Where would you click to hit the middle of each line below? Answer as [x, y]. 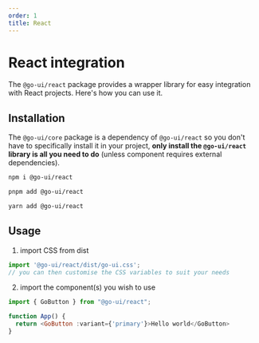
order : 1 [23, 16]
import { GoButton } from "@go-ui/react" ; [80, 302]
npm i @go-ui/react [41, 177]
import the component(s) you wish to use [88, 287]
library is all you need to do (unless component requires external [115, 154]
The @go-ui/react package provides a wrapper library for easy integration [129, 85]
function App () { [37, 317]
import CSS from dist [54, 250]
